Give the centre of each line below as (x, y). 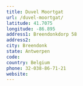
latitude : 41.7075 (29, 23)
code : (13, 57)
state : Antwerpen (28, 51)
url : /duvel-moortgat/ (35, 18)
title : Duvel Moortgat (35, 12)
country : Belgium (28, 62)
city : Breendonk (27, 46)
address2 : (19, 40)
